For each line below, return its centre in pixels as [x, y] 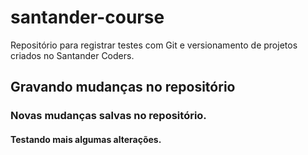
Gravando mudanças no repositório [123, 87]
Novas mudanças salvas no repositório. [108, 116]
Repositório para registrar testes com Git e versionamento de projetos [154, 45]
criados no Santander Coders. [72, 55]
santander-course [87, 17]
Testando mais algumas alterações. [86, 139]
